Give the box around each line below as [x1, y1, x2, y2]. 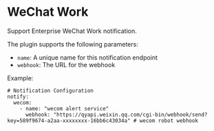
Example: [7, 73, 34, 82]
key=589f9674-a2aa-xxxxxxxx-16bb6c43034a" [7, 117, 131, 124]
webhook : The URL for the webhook [17, 60, 116, 69]
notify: [7, 93, 30, 100]
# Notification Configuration [7, 87, 94, 94]
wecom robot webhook [139, 117, 198, 124]
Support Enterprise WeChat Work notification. [7, 27, 138, 35]
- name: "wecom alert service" [19, 105, 109, 112]
